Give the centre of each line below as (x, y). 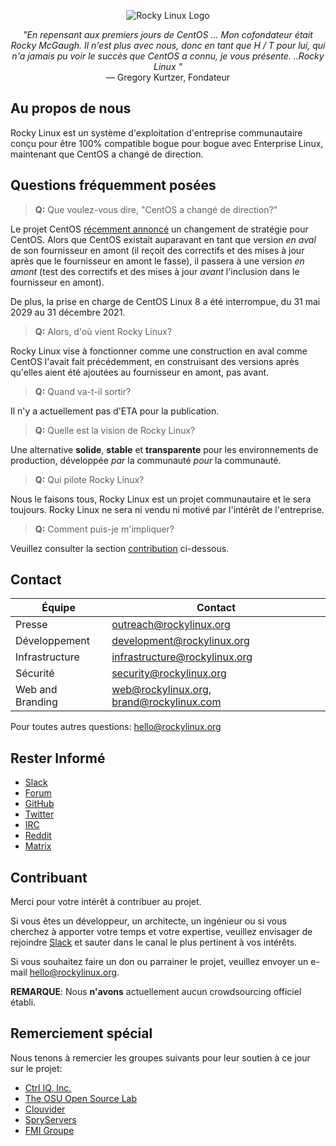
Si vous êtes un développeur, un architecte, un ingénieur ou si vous (148, 921)
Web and (36, 690)
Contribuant (49, 877)
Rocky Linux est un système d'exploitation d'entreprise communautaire (156, 132)
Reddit (38, 836)
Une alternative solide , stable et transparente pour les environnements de (164, 449)
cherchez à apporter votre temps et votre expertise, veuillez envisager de (161, 932)
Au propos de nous (71, 108)
